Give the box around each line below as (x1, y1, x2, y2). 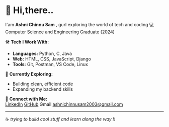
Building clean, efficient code (12, 81, 73, 87)
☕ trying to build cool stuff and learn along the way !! (5, 116, 116, 122)
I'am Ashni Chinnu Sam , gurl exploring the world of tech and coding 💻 (5, 21, 154, 27)
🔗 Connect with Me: (5, 96, 48, 102)
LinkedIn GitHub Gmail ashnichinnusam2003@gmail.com (5, 101, 123, 107)
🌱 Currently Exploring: (5, 71, 53, 77)
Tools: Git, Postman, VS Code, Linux (12, 61, 88, 67)
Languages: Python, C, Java (12, 50, 72, 56)
